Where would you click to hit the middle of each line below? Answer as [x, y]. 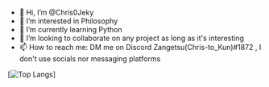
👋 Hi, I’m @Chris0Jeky [56, 12]
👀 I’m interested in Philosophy [68, 21]
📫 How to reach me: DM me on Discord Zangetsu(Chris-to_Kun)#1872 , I [140, 47]
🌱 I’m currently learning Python [70, 29]
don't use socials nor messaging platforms [90, 59]
